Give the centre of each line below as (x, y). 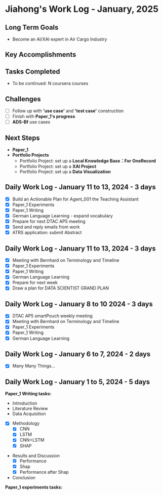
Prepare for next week (35, 283)
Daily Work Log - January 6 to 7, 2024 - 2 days (78, 354)
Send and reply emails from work (46, 227)
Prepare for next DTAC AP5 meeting (49, 221)
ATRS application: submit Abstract (47, 233)
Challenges (23, 99)
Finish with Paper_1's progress (44, 117)
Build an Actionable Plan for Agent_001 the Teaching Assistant (75, 199)
